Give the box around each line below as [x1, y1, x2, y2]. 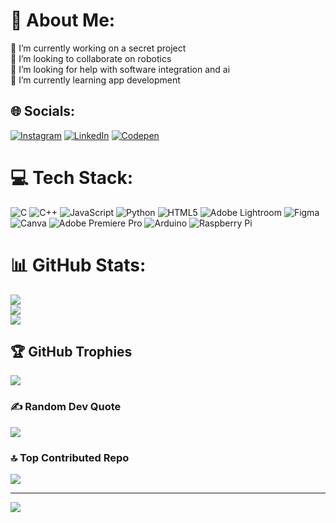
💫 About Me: [10, 9, 116, 32]
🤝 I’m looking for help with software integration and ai [10, 63, 231, 75]
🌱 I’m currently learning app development [10, 74, 181, 86]
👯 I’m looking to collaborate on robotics [10, 52, 172, 64]
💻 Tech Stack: [10, 166, 134, 189]
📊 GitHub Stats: [10, 254, 147, 276]
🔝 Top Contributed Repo [10, 450, 130, 464]
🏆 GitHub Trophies [10, 344, 133, 361]
